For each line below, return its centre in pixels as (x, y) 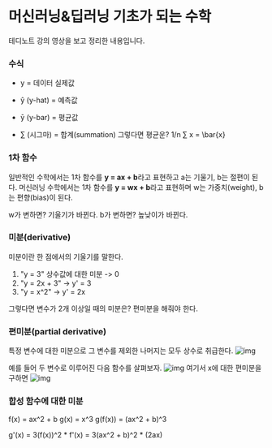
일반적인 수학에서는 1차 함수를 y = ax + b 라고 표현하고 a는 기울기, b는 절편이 (129, 177)
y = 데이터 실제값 (47, 83)
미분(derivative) (40, 238)
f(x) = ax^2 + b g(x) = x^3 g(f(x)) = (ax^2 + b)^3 (88, 420)
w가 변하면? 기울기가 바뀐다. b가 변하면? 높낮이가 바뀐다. (98, 214)
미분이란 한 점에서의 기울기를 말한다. (66, 256)
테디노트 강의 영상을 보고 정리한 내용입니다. (77, 41)
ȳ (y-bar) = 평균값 (49, 118)
